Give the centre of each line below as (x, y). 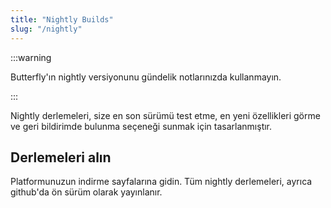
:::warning (31, 57)
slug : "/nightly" (46, 29)
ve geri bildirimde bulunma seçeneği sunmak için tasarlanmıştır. (141, 126)
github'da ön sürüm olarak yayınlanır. (86, 192)
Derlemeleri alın (61, 157)
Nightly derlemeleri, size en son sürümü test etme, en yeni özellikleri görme (165, 115)
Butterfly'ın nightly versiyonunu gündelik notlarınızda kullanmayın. (146, 77)
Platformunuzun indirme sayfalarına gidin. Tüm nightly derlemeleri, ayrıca (161, 182)
